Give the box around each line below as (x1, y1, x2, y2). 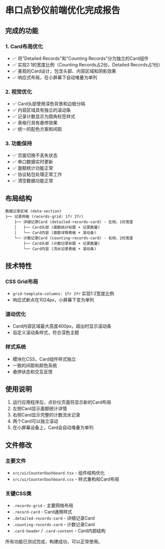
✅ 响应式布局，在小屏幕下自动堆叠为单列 (12, 74, 97, 80)
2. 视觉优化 (5, 88, 32, 95)
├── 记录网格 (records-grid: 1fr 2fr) (5, 214, 84, 219)
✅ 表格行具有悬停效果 (12, 120, 58, 126)
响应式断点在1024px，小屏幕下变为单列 (12, 297, 94, 303)
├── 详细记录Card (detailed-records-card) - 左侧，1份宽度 (14, 219, 134, 225)
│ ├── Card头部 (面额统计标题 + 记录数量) (14, 225, 100, 230)
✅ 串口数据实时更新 (12, 159, 53, 165)
